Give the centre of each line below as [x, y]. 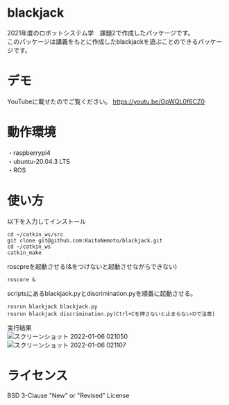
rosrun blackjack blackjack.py [52, 306]
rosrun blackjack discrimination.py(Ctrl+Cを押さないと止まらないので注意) [111, 314]
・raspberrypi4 [29, 152]
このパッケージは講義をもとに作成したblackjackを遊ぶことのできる [103, 41]
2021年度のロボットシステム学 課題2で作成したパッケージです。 [101, 33]
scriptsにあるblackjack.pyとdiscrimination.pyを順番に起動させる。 [102, 293]
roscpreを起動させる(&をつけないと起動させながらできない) [92, 266]
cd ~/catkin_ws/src [35, 234]
